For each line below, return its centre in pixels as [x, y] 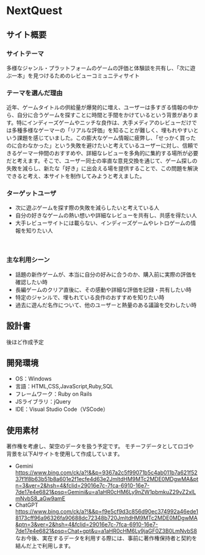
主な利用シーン [28, 260]
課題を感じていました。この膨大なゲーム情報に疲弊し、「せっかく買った [106, 138]
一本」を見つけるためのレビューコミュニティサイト [76, 75]
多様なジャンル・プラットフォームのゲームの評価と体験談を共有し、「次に [98, 68]
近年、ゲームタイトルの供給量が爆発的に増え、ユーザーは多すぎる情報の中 [100, 107]
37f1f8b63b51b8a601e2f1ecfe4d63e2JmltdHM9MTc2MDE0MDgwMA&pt [107, 479]
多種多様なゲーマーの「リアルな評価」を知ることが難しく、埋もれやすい [102, 130]
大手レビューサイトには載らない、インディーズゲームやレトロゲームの [103, 223]
